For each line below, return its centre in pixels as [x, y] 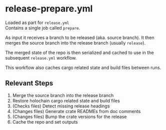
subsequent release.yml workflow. [41, 57]
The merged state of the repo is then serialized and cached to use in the [79, 52]
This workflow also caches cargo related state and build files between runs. [83, 67]
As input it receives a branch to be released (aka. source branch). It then [80, 37]
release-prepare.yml [49, 9]
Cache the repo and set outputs [45, 122]
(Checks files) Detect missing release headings [61, 106]
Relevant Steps [29, 83]
